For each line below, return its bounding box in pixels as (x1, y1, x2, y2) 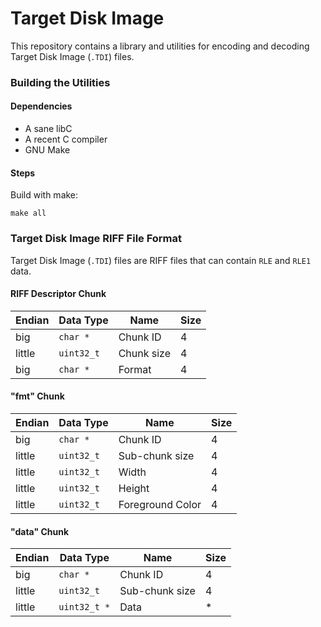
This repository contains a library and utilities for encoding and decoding (10, 40, 310, 52)
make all (10, 208, 47, 219)
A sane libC (24, 123, 73, 135)
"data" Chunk (10, 525, 70, 537)
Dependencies (10, 100, 73, 112)
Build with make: (10, 189, 79, 201)
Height (118, 481, 150, 495)
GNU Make (24, 144, 71, 156)
